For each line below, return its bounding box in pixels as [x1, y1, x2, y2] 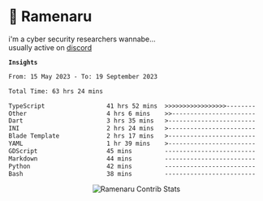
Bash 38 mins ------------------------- [8, 169, 256, 177]
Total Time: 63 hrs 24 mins [8, 87, 104, 96]
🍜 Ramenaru [8, 7, 93, 26]
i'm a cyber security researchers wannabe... [8, 34, 156, 44]
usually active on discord [8, 42, 92, 52]
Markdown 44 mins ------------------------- [8, 154, 256, 163]
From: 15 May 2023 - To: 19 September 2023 [8, 72, 158, 80]
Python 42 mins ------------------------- [8, 162, 256, 170]
